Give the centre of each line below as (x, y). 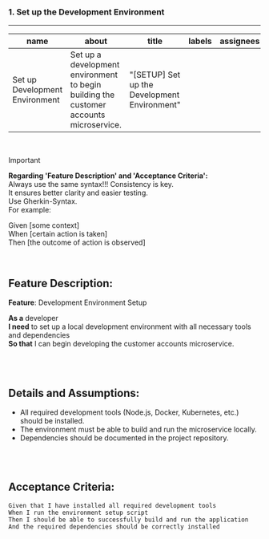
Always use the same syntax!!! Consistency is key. (91, 184)
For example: (30, 210)
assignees (240, 41)
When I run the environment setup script (78, 513)
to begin (86, 85)
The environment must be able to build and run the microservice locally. (139, 429)
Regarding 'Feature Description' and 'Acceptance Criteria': (108, 176)
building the (92, 95)
